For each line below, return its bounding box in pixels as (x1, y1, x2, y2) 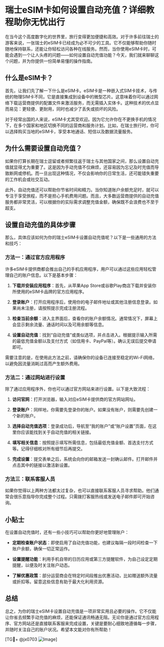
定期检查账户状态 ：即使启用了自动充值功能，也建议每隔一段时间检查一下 (12, 540, 158, 546)
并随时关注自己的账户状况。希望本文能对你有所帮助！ (5, 627, 112, 632)
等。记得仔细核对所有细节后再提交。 (12, 445, 85, 451)
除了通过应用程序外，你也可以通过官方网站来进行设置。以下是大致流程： (5, 386, 150, 392)
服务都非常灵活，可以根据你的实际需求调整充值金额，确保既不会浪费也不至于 (5, 199, 159, 205)
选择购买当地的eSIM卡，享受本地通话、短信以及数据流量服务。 (9, 128, 135, 134)
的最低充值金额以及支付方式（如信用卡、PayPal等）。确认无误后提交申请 (12, 338, 157, 344)
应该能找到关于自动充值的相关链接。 (20, 429, 94, 435)
